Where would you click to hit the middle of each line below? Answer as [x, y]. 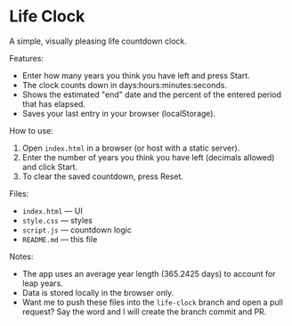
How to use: [31, 130]
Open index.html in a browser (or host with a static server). [131, 148]
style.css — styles [57, 220]
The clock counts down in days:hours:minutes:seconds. [124, 85]
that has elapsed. [54, 103]
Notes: [21, 257]
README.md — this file [60, 239]
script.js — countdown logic [77, 230]
